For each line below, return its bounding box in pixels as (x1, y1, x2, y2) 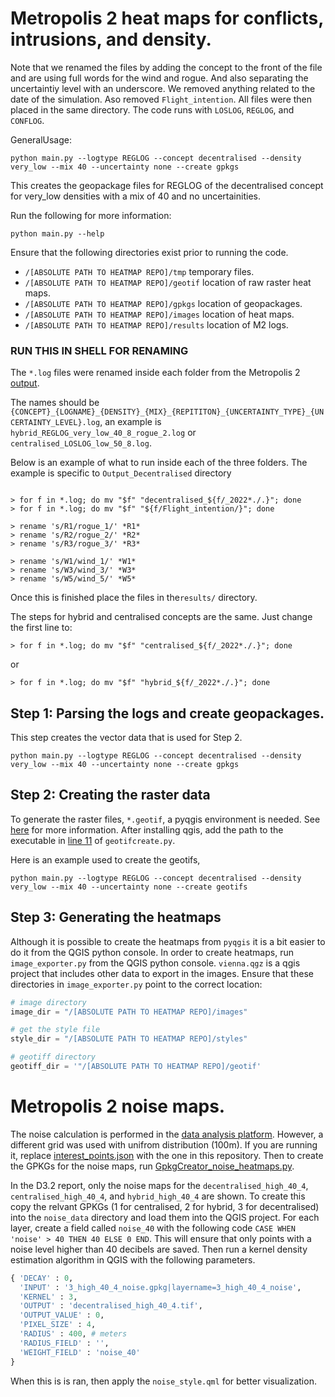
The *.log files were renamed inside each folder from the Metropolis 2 (10, 367, 301, 379)
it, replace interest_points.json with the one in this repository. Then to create (10, 1149, 324, 1161)
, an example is (99, 416, 162, 428)
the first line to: (10, 622, 73, 634)
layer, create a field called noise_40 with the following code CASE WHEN (10, 1222, 296, 1234)
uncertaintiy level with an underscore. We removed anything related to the (10, 82, 316, 94)
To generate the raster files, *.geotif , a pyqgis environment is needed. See (10, 813, 321, 825)
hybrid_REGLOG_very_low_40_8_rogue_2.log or (10, 427, 197, 439)
